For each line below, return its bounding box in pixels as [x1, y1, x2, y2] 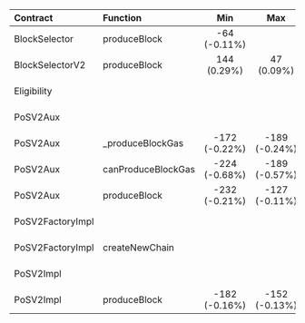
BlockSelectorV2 [14, 59, 86, 71]
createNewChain [103, 241, 175, 253]
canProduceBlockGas [103, 163, 195, 175]
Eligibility [14, 85, 53, 97]
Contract [14, 12, 54, 24]
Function [103, 12, 143, 24]
